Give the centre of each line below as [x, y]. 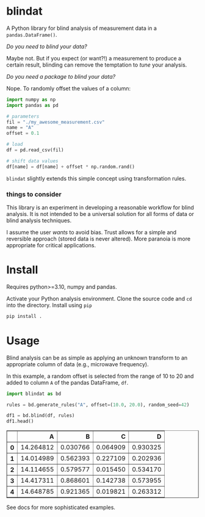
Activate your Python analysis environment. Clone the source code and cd [99, 298]
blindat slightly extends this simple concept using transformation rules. [96, 178]
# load [15, 145]
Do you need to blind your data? [47, 46]
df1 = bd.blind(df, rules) [41, 416]
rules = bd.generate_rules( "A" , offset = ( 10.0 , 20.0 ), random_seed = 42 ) [98, 405]
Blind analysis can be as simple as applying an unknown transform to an [97, 358]
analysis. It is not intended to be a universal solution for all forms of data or [100, 214]
